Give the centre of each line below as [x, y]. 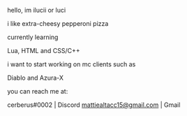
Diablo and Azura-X [36, 78]
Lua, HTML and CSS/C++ [44, 51]
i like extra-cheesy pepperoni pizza [58, 23]
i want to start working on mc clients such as [72, 64]
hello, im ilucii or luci [37, 10]
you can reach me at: [38, 91]
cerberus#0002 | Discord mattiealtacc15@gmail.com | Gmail [94, 105]
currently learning [33, 37]
